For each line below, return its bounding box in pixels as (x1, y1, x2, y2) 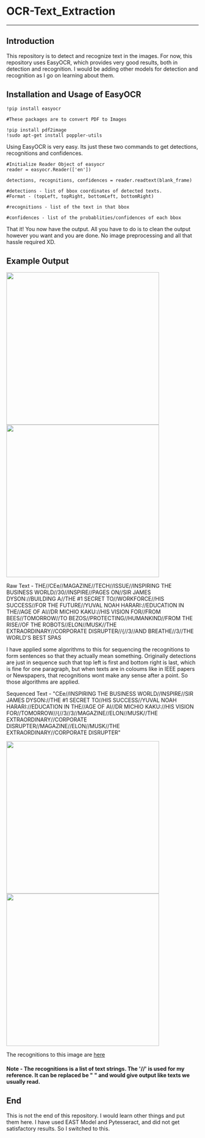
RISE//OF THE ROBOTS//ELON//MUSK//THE (6, 621, 117, 629)
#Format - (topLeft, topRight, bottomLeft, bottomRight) (6, 193, 154, 199)
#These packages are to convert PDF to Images (6, 116, 127, 123)
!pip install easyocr (6, 106, 62, 112)
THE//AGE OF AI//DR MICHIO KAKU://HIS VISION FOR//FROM (6, 608, 161, 615)
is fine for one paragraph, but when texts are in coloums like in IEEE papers (6, 665, 195, 673)
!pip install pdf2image (6, 127, 67, 133)
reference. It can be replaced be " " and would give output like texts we (6, 1072, 190, 1079)
